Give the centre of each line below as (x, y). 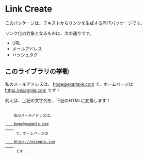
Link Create (29, 9)
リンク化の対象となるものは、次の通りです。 (49, 33)
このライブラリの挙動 (37, 71)
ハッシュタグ (25, 55)
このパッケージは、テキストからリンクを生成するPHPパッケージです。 (75, 23)
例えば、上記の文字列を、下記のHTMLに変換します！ (58, 100)
